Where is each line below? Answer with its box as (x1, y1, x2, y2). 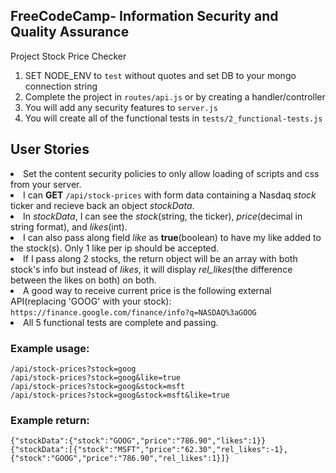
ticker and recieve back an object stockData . (10, 199, 195, 211)
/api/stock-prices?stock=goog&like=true (10, 372, 182, 383)
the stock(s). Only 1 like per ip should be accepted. (10, 242, 220, 254)
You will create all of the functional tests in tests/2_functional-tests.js (24, 112, 323, 124)
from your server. (10, 178, 82, 190)
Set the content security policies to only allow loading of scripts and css (23, 167, 320, 179)
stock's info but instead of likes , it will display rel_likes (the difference (10, 263, 293, 275)
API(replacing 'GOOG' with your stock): (10, 295, 172, 307)
